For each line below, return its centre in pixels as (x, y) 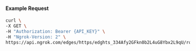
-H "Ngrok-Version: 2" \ (36, 37)
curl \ (13, 21)
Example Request (27, 8)
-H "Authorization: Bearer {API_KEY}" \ (56, 31)
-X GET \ (16, 26)
